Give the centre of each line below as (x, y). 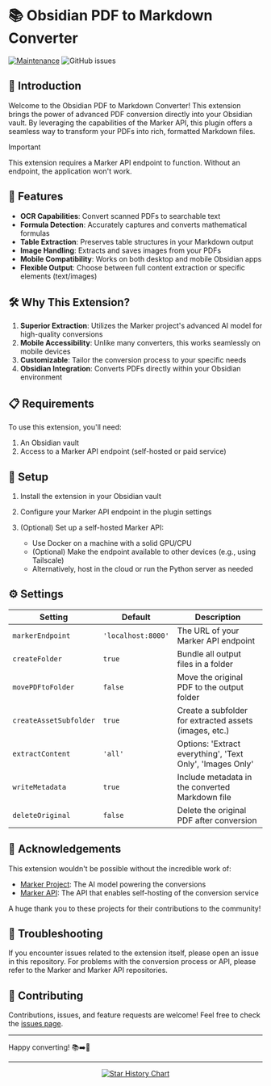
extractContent (42, 753)
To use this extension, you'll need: (65, 427)
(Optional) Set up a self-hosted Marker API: (92, 527)
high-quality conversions (61, 334)
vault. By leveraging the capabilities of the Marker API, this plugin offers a (130, 123)
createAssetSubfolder (54, 720)
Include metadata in (215, 777)
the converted (204, 786)
